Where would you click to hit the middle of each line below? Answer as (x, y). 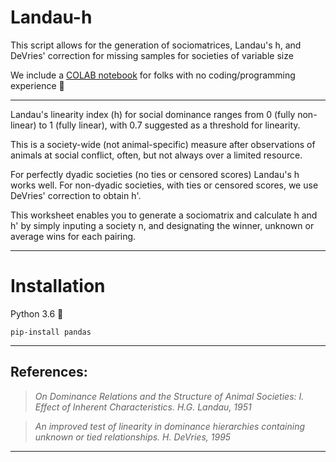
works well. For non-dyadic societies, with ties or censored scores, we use (164, 185)
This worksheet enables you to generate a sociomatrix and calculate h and (164, 215)
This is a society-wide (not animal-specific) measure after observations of (163, 144)
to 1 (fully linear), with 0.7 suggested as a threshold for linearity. (169, 125)
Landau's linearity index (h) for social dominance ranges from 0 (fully (153, 114)
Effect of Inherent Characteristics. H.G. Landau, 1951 (143, 407)
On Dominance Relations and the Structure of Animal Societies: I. (169, 396)
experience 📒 (37, 85)
